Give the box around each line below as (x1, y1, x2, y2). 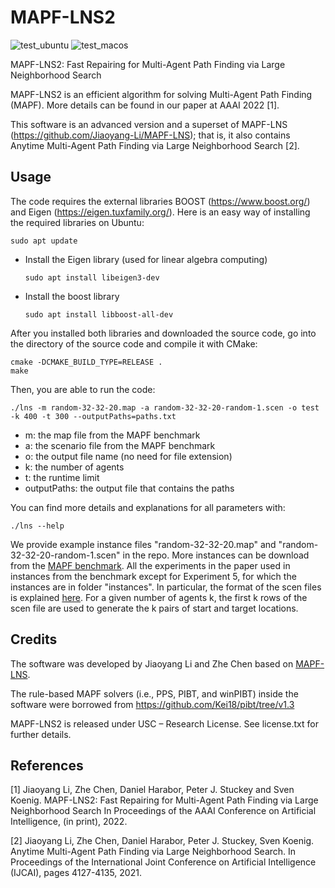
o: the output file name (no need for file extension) (24, 450, 233, 462)
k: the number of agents (24, 461, 125, 473)
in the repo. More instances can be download (122, 549, 310, 561)
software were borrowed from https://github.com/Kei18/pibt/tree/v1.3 (10, 698, 295, 710)
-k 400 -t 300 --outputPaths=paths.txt (10, 411, 177, 421)
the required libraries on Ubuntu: (10, 216, 145, 228)
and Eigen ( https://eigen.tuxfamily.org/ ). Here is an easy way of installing (10, 206, 311, 218)
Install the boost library (24, 290, 120, 302)
